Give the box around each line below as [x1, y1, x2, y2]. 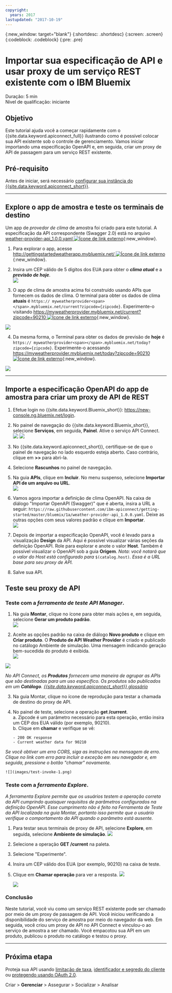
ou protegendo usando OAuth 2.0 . [5, 971, 77, 978]
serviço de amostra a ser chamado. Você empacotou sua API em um [5, 927, 150, 933]
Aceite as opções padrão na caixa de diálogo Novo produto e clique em [12, 631, 165, 638]
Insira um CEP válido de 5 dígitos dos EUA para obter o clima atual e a [12, 266, 162, 272]
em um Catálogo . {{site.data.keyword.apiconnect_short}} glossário [5, 684, 148, 690]
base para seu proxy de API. [12, 559, 73, 565]
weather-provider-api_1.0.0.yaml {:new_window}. [5, 235, 158, 241]
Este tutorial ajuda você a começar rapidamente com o [5, 127, 121, 134]
